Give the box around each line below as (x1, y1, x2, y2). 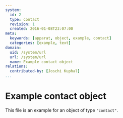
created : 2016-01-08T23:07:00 (10, 26, 73, 31)
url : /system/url (10, 54, 46, 60)
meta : (5, 31, 17, 36)
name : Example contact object (10, 59, 73, 64)
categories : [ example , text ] (10, 41, 71, 46)
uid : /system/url (10, 50, 46, 55)
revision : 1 (10, 21, 35, 27)
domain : (5, 45, 22, 50)
